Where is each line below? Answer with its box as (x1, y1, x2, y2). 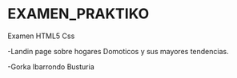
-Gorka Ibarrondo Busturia (7, 61, 95, 72)
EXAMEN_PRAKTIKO (7, 5, 150, 23)
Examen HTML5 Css (7, 31, 75, 41)
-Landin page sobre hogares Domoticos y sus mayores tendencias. (7, 46, 229, 56)
